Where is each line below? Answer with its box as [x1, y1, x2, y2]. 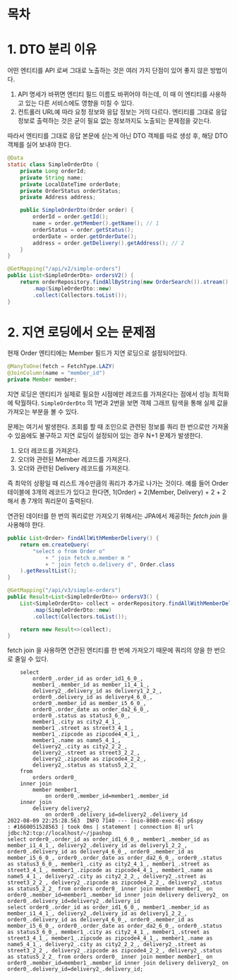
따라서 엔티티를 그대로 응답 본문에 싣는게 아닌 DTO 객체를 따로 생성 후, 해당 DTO [7, 131, 228, 140]
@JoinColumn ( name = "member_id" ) [7, 370, 106, 377]
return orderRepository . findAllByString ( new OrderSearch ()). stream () [20, 278, 229, 285]
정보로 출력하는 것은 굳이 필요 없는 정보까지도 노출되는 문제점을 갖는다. [17, 117, 212, 125]
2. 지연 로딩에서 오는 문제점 [7, 324, 157, 340]
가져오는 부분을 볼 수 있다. [7, 408, 79, 416]
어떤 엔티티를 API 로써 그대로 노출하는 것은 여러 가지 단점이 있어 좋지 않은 [7, 66, 209, 75]
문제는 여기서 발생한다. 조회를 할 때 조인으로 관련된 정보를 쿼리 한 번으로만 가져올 [7, 423, 229, 431]
